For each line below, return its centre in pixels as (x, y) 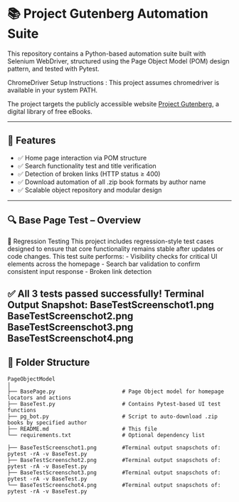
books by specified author (47, 422)
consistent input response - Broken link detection (79, 271)
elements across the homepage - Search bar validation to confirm (104, 264)
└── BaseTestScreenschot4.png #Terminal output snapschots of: (114, 485)
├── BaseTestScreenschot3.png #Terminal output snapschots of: (114, 472)
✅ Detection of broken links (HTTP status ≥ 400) (89, 174)
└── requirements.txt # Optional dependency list (106, 435)
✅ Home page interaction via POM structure (82, 158)
